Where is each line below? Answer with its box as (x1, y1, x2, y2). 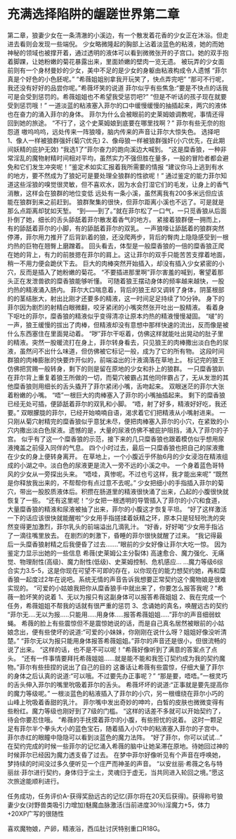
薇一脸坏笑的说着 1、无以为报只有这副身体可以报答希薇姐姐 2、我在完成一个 (7, 593, 227, 601)
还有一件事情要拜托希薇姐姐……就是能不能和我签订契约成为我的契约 (24, 654, 220, 662)
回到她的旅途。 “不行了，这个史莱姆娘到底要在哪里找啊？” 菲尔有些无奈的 (7, 119, 220, 127)
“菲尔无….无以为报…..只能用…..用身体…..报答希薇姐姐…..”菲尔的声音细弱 (7, 610, 216, 619)
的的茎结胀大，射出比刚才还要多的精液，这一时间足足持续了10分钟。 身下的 (7, 294, 225, 303)
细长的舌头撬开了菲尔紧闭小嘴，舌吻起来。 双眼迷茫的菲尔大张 (44, 382, 225, 390)
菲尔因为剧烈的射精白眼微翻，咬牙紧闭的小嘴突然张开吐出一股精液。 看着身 (7, 303, 225, 311)
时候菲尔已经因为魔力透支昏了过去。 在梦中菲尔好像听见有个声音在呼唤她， (7, 751, 225, 759)
